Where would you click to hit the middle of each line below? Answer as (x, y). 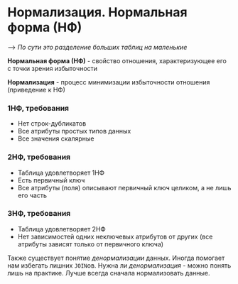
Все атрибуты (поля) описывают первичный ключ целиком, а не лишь (124, 187)
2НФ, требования (39, 157)
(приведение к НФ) (37, 89)
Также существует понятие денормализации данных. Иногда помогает (116, 258)
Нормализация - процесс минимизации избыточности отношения (109, 82)
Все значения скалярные (56, 138)
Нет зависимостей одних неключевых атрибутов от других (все (115, 236)
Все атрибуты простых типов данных (74, 131)
